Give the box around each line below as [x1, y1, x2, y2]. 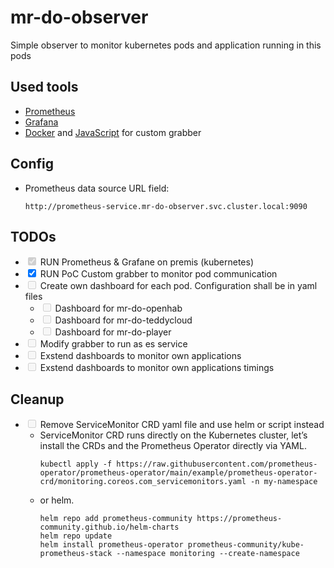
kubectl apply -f [39, 459, 113, 470]
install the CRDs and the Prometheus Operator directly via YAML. [39, 440, 307, 452]
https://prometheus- [196, 514, 283, 524]
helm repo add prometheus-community [39, 514, 193, 524]
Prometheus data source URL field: [24, 182, 170, 194]
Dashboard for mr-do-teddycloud [54, 314, 193, 326]
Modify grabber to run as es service [39, 338, 188, 350]
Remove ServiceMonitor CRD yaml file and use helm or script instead [39, 419, 325, 431]
